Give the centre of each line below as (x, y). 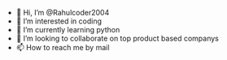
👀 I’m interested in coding (59, 21)
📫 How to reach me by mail (63, 47)
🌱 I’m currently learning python (68, 30)
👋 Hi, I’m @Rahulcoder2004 (63, 13)
